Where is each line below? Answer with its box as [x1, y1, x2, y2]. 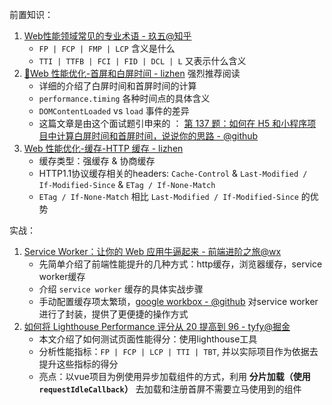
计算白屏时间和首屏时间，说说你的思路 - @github [56, 130, 259, 142]
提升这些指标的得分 [38, 358, 119, 370]
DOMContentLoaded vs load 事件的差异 [38, 105, 190, 117]
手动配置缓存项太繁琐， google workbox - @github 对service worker [38, 296, 319, 307]
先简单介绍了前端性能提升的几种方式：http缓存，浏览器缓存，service [38, 258, 323, 270]
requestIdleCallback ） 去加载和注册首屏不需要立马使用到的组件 [38, 383, 302, 395]
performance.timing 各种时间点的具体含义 [38, 93, 211, 104]
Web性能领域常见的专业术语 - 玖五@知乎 [23, 30, 192, 42]
